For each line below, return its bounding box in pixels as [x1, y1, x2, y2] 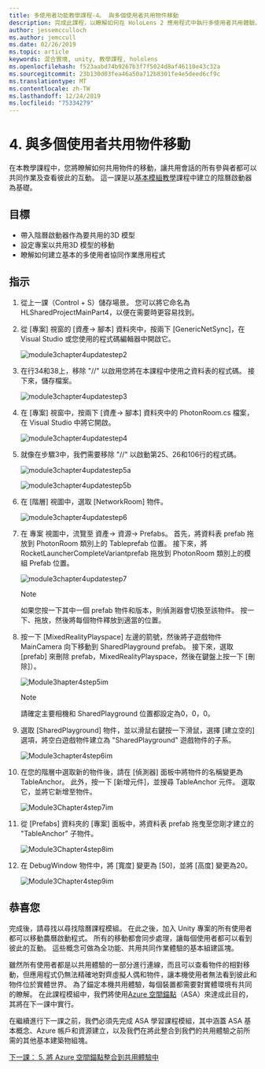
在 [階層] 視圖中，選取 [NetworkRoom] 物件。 [20, 496, 168, 506]
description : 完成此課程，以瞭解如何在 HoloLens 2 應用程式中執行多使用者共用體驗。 [9, 19, 261, 27]
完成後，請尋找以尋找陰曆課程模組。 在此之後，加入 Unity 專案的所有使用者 [9, 923, 252, 933]
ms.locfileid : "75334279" [9, 99, 94, 107]
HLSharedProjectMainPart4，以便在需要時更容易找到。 [20, 308, 199, 317]
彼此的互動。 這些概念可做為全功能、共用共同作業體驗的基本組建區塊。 [9, 943, 238, 953]
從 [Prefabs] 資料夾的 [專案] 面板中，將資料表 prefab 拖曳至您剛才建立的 [20, 819, 254, 828]
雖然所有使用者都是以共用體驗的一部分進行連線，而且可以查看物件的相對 [9, 960, 243, 969]
